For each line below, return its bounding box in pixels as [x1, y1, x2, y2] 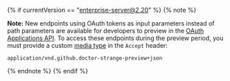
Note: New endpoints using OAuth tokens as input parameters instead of [7, 19, 215, 27]
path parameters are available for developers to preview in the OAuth [7, 27, 204, 35]
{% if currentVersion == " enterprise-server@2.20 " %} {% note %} [7, 6, 197, 14]
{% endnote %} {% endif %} [7, 67, 89, 75]
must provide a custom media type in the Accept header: [7, 42, 168, 49]
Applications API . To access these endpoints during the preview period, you [7, 34, 224, 42]
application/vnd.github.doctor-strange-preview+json [7, 55, 163, 62]
